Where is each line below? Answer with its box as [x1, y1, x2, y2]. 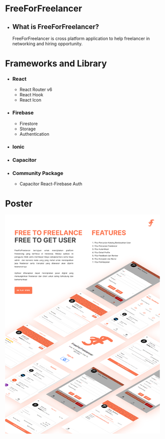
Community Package [12, 170, 64, 176]
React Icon [19, 97, 42, 103]
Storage [19, 126, 36, 132]
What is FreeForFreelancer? [12, 23, 99, 31]
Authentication [19, 131, 50, 137]
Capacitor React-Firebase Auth [19, 180, 82, 187]
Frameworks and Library [5, 58, 107, 69]
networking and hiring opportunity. [12, 41, 82, 47]
